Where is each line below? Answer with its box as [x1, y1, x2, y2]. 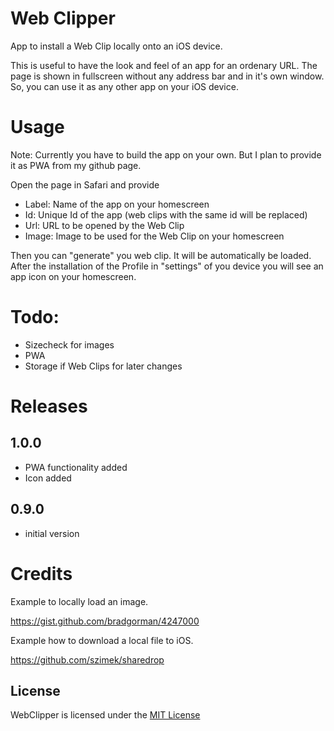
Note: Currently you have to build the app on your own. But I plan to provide [10, 148, 322, 161]
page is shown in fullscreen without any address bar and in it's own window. [10, 70, 325, 82]
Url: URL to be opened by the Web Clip [24, 219, 185, 231]
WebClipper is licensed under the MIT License [10, 709, 201, 721]
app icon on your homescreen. [10, 270, 137, 282]
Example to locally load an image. [10, 595, 149, 607]
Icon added [24, 472, 72, 484]
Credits [10, 562, 73, 585]
